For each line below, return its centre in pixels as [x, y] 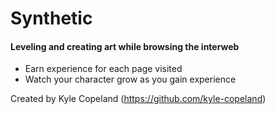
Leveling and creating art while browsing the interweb [125, 46]
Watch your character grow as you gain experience [130, 79]
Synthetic [51, 18]
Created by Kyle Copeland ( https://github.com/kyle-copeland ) [138, 99]
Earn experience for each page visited [103, 69]
